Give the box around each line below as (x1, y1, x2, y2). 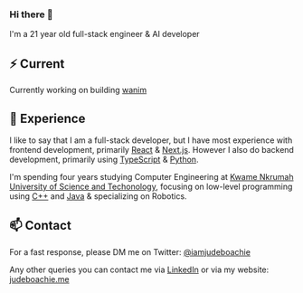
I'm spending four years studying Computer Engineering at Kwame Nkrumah (9, 171, 294, 182)
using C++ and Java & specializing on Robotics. (9, 190, 187, 202)
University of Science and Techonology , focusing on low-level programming (9, 181, 293, 192)
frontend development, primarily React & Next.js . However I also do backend (9, 144, 294, 155)
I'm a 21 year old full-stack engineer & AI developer (9, 29, 201, 40)
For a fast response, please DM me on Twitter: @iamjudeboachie (9, 246, 251, 257)
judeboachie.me (9, 273, 70, 284)
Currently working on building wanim (9, 85, 147, 96)
